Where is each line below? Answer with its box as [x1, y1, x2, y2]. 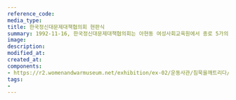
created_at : [7, 56, 42, 63]
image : [7, 37, 27, 44]
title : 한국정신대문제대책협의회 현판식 [7, 23, 105, 30]
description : [7, 43, 46, 50]
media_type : [7, 17, 42, 24]
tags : [7, 75, 23, 83]
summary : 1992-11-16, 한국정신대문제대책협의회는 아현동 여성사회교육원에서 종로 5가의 [7, 30, 229, 37]
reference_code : [7, 10, 55, 18]
